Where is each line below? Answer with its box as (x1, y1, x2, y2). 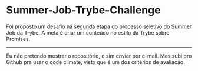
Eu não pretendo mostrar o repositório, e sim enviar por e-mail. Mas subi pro (6, 52, 192, 59)
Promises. (6, 35, 31, 42)
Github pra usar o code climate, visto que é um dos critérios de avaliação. (6, 58, 185, 65)
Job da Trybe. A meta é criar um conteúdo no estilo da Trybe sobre (6, 29, 170, 36)
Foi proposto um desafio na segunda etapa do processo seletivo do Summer (6, 23, 192, 30)
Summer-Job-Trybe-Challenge (6, 4, 161, 17)
